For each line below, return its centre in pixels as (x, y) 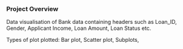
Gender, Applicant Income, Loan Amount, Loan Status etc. (79, 28)
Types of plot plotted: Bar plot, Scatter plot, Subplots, (73, 40)
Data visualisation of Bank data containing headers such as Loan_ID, (91, 22)
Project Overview (32, 9)
